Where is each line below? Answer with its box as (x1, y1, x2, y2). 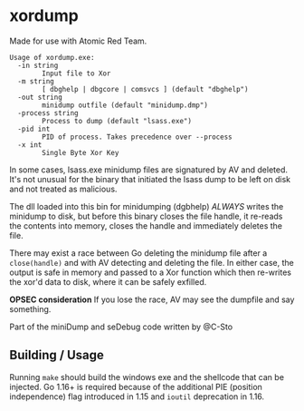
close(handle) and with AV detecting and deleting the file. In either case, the (9, 257, 294, 268)
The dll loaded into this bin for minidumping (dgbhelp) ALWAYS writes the (9, 201, 284, 211)
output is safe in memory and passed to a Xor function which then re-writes (9, 267, 292, 278)
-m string (17, 76, 54, 86)
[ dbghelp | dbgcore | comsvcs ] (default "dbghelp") (42, 84, 249, 93)
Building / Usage (9, 347, 104, 363)
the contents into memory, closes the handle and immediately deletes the (9, 220, 283, 231)
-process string (17, 108, 79, 118)
